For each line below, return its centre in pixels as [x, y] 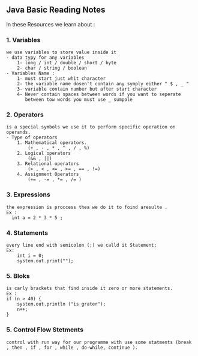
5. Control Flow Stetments [45, 330]
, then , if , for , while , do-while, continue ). [72, 348]
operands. [19, 132]
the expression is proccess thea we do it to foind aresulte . [87, 207]
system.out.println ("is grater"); [61, 304]
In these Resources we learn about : [51, 24]
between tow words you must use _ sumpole [79, 100]
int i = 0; [31, 256]
